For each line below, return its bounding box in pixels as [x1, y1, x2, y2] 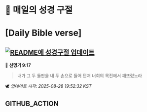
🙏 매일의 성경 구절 [5, 4, 73, 16]
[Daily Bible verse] [5, 28, 82, 38]
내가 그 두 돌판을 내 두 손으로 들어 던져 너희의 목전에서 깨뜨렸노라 [17, 73, 142, 79]
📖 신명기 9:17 [5, 62, 31, 68]
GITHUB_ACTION [5, 99, 59, 108]
